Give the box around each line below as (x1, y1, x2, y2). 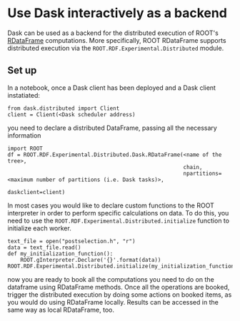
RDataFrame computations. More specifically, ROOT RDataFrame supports (7, 36, 226, 44)
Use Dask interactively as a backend (7, 5, 227, 21)
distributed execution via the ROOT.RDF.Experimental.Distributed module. (7, 44, 224, 52)
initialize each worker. (7, 223, 71, 233)
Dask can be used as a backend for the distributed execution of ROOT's (7, 29, 219, 37)
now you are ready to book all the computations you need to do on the (7, 275, 214, 283)
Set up (7, 64, 37, 76)
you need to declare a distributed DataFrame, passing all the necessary (7, 123, 218, 132)
